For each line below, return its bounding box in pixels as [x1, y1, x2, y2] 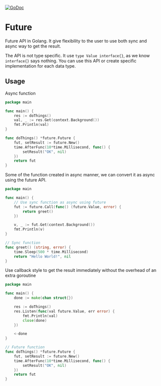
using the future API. [5, 177, 46, 183]
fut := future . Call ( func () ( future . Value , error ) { [14, 204, 121, 209]
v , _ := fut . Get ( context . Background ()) [14, 222, 95, 227]
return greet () [23, 209, 54, 214]
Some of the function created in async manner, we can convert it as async [5, 172, 155, 178]
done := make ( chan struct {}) [14, 295, 73, 301]
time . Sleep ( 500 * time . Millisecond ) [14, 249, 89, 254]
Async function [5, 90, 36, 96]
